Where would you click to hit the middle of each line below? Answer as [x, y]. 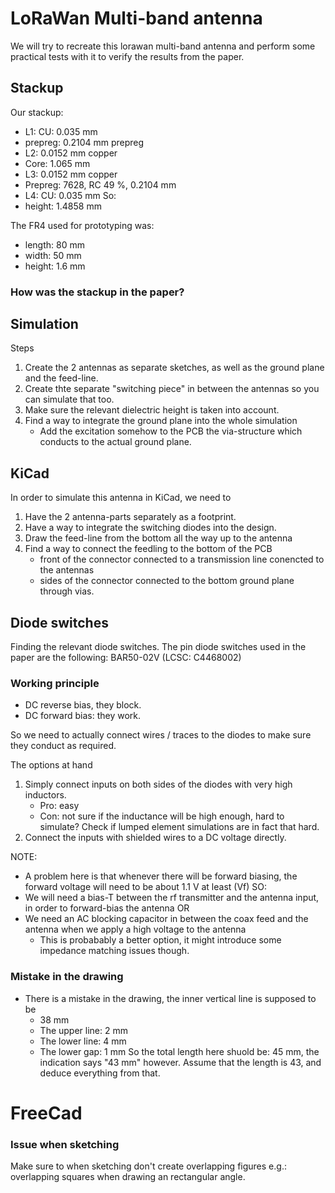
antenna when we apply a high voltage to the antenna [135, 929]
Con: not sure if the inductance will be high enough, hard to [162, 816]
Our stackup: [37, 112]
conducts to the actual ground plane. [115, 442]
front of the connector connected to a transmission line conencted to [182, 559]
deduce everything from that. [100, 1073]
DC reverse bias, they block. [83, 705]
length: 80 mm [54, 244]
